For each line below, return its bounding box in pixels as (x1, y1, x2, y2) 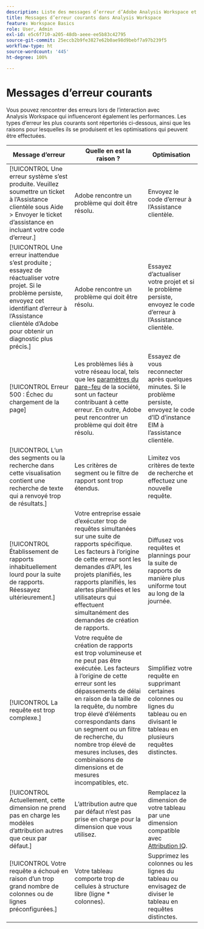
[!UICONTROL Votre (9, 859, 67, 867)
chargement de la (9, 398, 59, 406)
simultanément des (74, 608, 129, 617)
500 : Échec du (9, 390, 53, 398)
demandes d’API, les (74, 562, 132, 571)
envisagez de (148, 882, 186, 891)
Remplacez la (148, 788, 186, 797)
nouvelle (148, 484, 172, 492)
